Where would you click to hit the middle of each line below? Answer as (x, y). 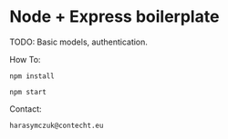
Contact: (26, 109)
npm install (32, 76)
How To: (25, 59)
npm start (28, 92)
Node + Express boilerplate (114, 17)
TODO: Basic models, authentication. (79, 42)
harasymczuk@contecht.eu (57, 125)
